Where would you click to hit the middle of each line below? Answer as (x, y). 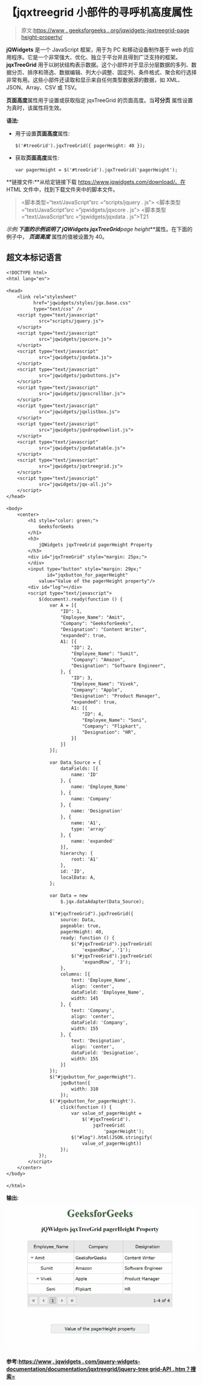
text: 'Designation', (98, 1041)
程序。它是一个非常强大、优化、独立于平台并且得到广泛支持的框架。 (96, 57)
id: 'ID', (72, 871)
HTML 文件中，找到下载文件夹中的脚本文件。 (62, 189)
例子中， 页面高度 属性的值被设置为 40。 (57, 236)
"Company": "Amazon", (98, 660)
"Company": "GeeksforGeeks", (97, 623)
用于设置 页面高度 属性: (42, 133)
